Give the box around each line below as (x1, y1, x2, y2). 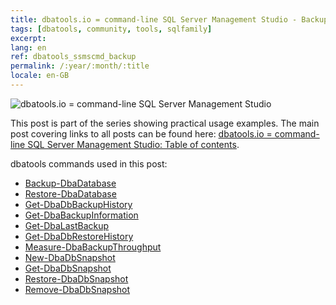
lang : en (10, 42, 47, 53)
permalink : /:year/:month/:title (10, 61, 150, 71)
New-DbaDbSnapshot (24, 251, 116, 263)
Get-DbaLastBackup (24, 219, 110, 231)
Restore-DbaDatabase (24, 187, 117, 200)
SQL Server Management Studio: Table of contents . (27, 138, 240, 150)
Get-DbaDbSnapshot (24, 262, 112, 274)
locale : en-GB (10, 71, 70, 81)
